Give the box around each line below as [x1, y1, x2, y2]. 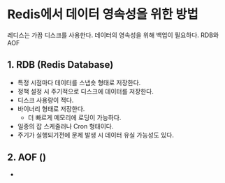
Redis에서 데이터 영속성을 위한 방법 [7, 6, 199, 22]
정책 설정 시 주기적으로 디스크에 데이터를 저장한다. [17, 87, 154, 95]
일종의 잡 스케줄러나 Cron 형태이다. [17, 122, 114, 130]
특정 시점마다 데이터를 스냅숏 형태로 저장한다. [17, 78, 141, 87]
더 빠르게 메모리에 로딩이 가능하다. [27, 113, 122, 122]
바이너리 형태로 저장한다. [17, 104, 85, 112]
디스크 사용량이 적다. [17, 96, 74, 104]
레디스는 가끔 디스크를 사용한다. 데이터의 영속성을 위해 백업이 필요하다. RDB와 [7, 31, 219, 39]
